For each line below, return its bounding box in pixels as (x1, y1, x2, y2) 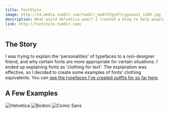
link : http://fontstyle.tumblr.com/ (5, 21, 82, 27)
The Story (5, 40, 37, 48)
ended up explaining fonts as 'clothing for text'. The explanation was (5, 64, 147, 70)
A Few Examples (5, 89, 58, 98)
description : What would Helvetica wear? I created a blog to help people (5, 17, 165, 22)
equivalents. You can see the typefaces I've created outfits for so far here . (5, 75, 159, 81)
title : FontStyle (5, 7, 42, 13)
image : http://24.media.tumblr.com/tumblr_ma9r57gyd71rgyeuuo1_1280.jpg (5, 12, 161, 17)
